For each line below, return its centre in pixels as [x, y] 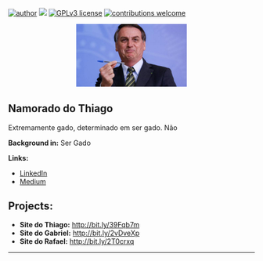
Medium [33, 181]
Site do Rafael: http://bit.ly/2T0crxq [77, 241]
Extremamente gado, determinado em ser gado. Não [93, 127]
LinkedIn [33, 173]
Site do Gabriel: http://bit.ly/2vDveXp [79, 233]
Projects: [31, 207]
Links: [18, 158]
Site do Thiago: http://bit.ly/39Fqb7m [79, 225]
